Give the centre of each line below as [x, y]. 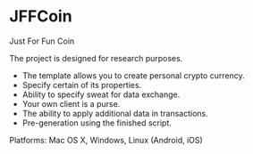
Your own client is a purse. [71, 103]
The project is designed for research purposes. [96, 58]
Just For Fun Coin [42, 41]
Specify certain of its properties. [82, 85]
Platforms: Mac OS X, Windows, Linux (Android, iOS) [106, 140]
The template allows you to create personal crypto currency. [133, 75]
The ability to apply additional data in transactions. [115, 113]
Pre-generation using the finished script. [97, 123]
